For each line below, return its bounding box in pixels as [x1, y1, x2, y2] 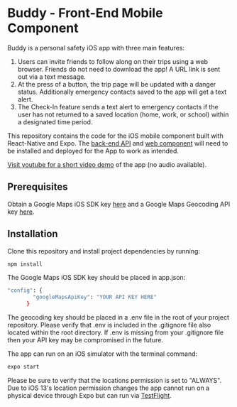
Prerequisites [7, 181, 68, 193]
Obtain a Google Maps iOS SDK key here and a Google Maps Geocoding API [7, 200, 231, 208]
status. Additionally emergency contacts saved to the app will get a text [17, 87, 227, 96]
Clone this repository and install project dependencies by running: [7, 246, 201, 255]
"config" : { [7, 287, 43, 294]
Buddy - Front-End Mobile [7, 5, 163, 21]
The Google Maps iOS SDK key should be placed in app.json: [7, 273, 186, 282]
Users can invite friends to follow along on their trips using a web [17, 57, 208, 65]
